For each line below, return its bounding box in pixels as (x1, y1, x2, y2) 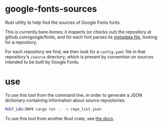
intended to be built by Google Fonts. (5, 59, 80, 65)
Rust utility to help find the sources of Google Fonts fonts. (5, 19, 121, 25)
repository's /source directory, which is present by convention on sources (5, 54, 154, 59)
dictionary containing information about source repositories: (5, 97, 126, 103)
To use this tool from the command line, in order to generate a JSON (5, 92, 142, 98)
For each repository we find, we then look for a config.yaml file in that (5, 49, 145, 54)
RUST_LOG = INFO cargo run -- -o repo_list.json (5, 107, 101, 111)
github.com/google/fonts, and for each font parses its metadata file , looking (5, 34, 158, 40)
